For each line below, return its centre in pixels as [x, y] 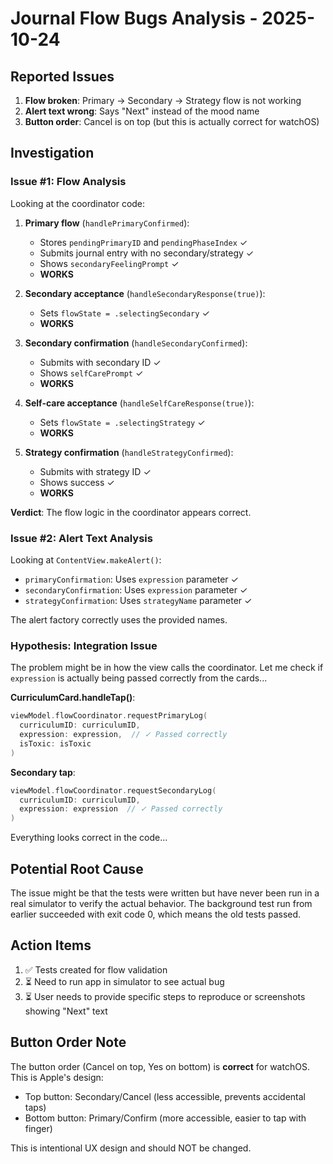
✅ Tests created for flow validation [96, 969]
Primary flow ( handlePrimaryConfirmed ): [107, 223]
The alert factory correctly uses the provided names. [119, 619]
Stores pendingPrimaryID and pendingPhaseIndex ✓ [143, 242]
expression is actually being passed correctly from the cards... [139, 678]
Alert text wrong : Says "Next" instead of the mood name [142, 111]
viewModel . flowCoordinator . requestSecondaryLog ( [113, 790]
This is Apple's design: [57, 1077]
